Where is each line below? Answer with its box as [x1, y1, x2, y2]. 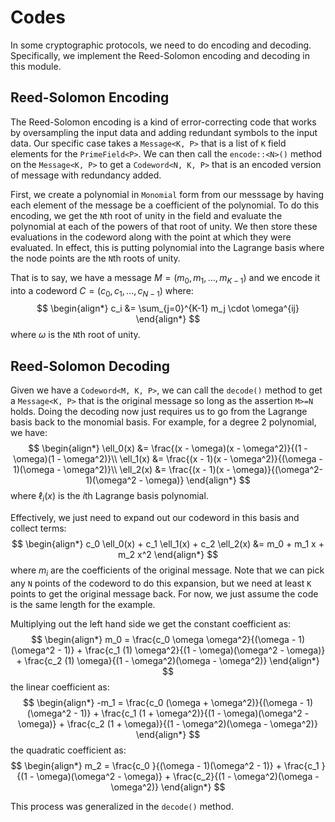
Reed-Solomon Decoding [10, 357, 171, 375]
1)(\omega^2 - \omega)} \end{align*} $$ [85, 474, 251, 486]
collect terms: [10, 522, 67, 534]
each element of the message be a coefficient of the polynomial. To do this [10, 199, 320, 211]
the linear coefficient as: [10, 681, 110, 693]
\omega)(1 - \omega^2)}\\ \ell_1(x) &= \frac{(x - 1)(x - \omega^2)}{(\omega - [13, 453, 323, 465]
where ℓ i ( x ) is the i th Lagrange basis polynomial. [10, 490, 209, 504]
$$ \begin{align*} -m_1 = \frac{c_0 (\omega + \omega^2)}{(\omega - [23, 696, 305, 708]
